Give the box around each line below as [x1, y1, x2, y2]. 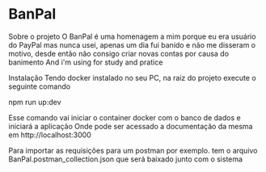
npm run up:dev [8, 97, 62, 107]
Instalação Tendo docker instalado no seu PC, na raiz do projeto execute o [8, 73, 256, 82]
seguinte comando [8, 82, 71, 91]
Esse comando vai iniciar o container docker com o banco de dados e [8, 112, 241, 122]
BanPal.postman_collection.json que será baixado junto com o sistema [8, 154, 243, 164]
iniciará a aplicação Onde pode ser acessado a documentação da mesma [8, 121, 253, 131]
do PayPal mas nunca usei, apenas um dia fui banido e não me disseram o [8, 40, 256, 49]
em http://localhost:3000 [8, 130, 91, 140]
